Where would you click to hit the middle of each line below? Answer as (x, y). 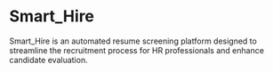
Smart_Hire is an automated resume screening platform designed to (133, 41)
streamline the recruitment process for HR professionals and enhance (137, 50)
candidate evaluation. (48, 60)
